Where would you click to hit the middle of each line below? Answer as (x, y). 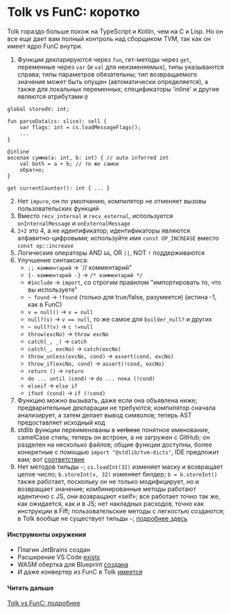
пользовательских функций (58, 208)
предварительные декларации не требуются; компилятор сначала (117, 408)
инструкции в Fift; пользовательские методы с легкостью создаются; (121, 511)
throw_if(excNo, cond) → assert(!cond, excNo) (96, 363)
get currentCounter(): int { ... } (59, 188)
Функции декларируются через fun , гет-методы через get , (104, 59)
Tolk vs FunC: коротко (74, 12)
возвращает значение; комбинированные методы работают (106, 489)
